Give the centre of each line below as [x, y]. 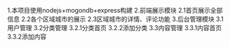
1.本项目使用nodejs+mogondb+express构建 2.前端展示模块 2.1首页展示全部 [115, 10]
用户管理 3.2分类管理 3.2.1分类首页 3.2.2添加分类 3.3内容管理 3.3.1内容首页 [115, 28]
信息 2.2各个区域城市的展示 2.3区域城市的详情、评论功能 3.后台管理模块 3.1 [115, 19]
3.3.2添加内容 [27, 36]
